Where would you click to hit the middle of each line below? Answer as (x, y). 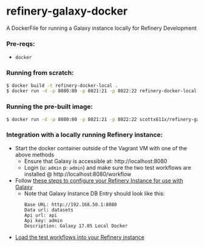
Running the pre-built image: (49, 106)
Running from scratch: (40, 73)
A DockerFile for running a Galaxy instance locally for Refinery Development (102, 28)
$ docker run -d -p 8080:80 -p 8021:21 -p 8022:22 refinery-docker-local (102, 91)
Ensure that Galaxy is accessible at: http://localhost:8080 (96, 161)
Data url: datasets (49, 210)
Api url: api (41, 215)
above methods (35, 155)
